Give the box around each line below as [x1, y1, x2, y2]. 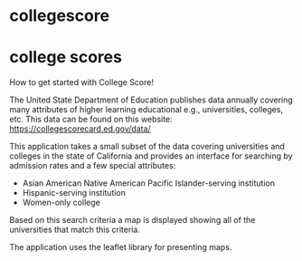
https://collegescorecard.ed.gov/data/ [9, 123, 151, 134]
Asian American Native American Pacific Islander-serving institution [22, 178, 276, 188]
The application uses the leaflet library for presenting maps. [9, 242, 232, 253]
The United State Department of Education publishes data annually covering [9, 94, 294, 105]
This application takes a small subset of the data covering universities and [9, 141, 285, 152]
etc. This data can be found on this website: [9, 114, 174, 125]
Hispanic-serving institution [22, 188, 127, 198]
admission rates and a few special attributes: [9, 160, 176, 171]
